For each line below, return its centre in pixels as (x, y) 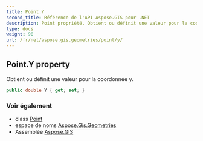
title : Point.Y (25, 12)
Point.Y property (38, 64)
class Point (29, 119)
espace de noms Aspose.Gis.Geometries (66, 125)
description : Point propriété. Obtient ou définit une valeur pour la (97, 23)
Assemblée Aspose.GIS (44, 131)
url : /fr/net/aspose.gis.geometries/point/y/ (64, 40)
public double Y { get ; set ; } (46, 90)
